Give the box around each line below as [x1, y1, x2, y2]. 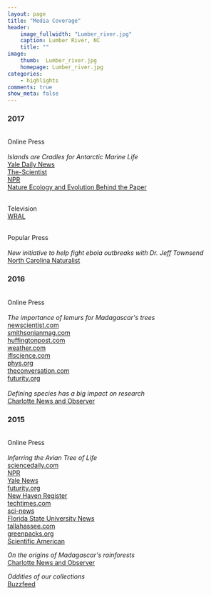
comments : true [7, 84, 53, 91]
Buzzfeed [7, 580, 36, 589]
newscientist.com [7, 321, 59, 329]
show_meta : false [7, 90, 59, 97]
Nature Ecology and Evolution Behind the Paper [7, 183, 148, 191]
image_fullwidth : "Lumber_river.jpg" [20, 30, 133, 38]
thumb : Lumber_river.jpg [20, 57, 98, 64]
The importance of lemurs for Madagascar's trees [7, 313, 155, 321]
